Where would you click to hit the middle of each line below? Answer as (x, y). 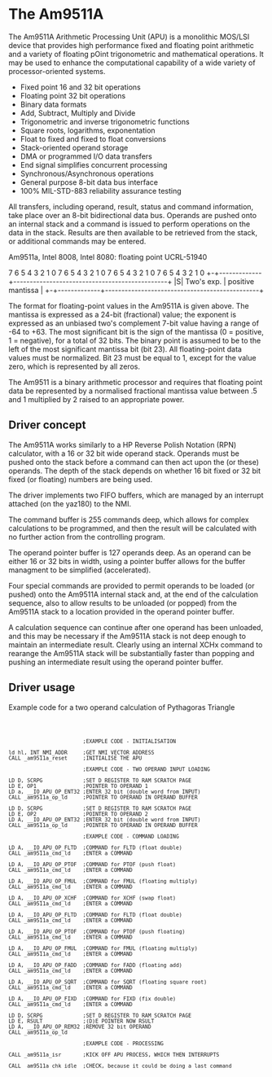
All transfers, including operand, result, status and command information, (131, 206)
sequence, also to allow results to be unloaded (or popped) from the (123, 602)
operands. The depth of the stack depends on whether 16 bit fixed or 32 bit (134, 471)
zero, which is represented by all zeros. (75, 366)
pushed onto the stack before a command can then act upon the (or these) (134, 462)
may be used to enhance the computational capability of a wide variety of (132, 63)
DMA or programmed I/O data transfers (86, 156)
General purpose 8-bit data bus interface (89, 182)
